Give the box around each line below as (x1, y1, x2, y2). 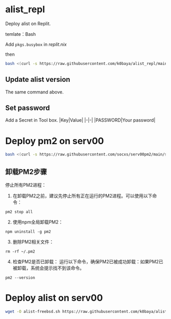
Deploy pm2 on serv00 (5, 135, 104, 147)
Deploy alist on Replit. (5, 20, 51, 27)
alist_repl (5, 4, 45, 15)
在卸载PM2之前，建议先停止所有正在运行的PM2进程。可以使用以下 (12, 193, 153, 199)
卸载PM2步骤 (5, 167, 47, 176)
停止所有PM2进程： (5, 182, 47, 188)
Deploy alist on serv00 (5, 292, 103, 304)
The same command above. (5, 88, 64, 95)
